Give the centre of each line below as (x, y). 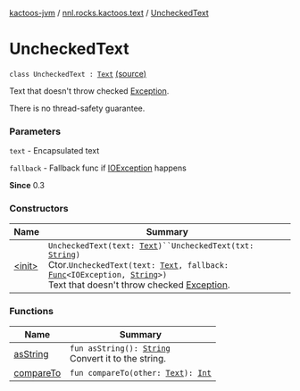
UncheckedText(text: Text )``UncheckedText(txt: (151, 245)
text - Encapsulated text (54, 151)
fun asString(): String (121, 348)
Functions (31, 312)
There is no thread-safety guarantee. (77, 108)
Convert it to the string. (118, 358)
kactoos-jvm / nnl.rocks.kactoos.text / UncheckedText (109, 13)
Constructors (39, 209)
